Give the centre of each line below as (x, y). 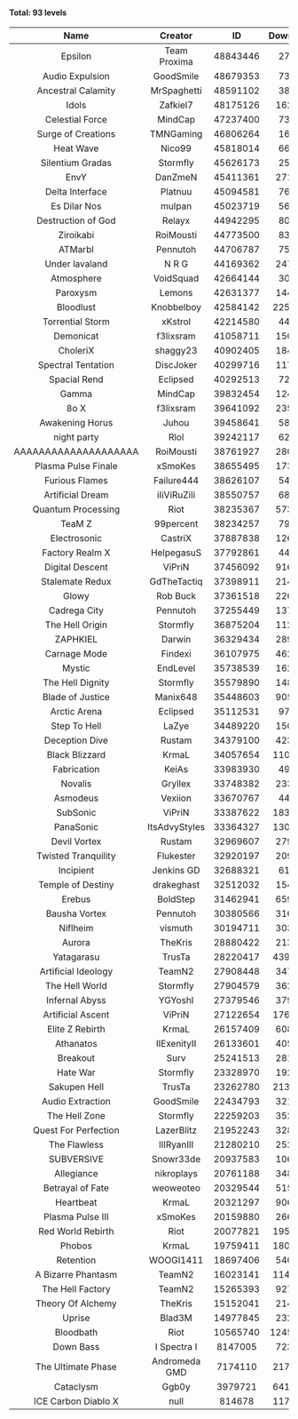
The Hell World (77, 986)
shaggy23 (176, 351)
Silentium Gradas (76, 163)
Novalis (76, 784)
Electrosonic (76, 538)
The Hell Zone (77, 1116)
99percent (176, 524)
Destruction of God (76, 220)
